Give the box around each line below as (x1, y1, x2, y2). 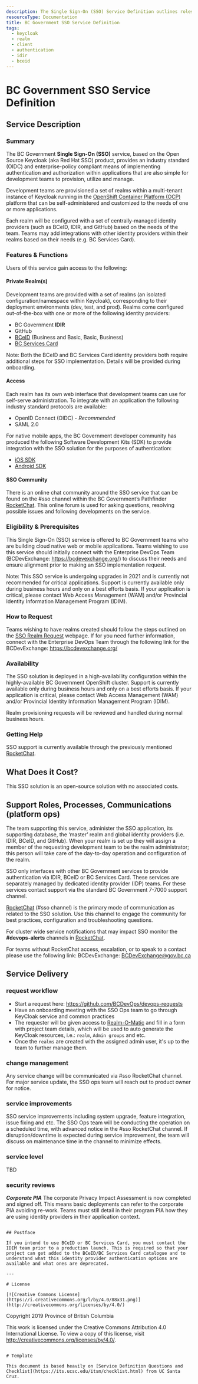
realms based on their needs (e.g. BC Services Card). (6, 236, 136, 243)
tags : (6, 25, 19, 31)
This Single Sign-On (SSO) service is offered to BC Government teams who (6, 536, 189, 543)
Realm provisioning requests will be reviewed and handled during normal (6, 709, 183, 716)
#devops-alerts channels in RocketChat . (6, 934, 105, 941)
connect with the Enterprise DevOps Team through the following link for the (6, 638, 190, 645)
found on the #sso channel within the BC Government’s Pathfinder (6, 495, 167, 502)
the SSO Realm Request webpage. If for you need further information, (6, 632, 176, 639)
